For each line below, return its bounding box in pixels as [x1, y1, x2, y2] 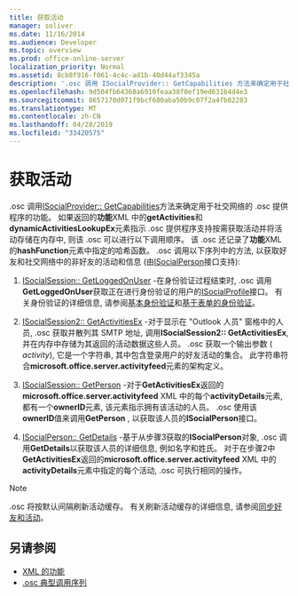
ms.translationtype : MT [9, 104, 98, 113]
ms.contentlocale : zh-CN [9, 112, 101, 121]
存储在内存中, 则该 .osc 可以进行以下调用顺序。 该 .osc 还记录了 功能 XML [16, 234, 282, 244]
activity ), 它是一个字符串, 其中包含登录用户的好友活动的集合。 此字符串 [21, 349, 281, 360]
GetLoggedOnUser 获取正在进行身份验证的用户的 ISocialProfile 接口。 [21, 286, 273, 297]
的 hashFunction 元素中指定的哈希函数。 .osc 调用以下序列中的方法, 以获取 [9, 245, 279, 256]
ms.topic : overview [9, 46, 82, 55]
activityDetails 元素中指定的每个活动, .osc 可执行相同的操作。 [21, 465, 247, 475]
